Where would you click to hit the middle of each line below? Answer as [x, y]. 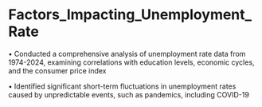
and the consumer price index [57, 70]
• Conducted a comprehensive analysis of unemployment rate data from [127, 53]
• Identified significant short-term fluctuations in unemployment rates [122, 86]
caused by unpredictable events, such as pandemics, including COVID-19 [129, 94]
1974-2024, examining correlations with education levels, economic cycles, [131, 62]
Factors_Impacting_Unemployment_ [130, 15]
